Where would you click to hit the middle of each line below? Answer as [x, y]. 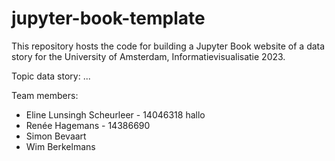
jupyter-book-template [108, 18]
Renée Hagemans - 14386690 [88, 125]
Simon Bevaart [56, 136]
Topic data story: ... [51, 76]
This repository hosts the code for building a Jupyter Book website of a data [168, 46]
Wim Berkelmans [60, 146]
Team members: [45, 95]
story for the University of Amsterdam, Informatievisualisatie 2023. [148, 56]
